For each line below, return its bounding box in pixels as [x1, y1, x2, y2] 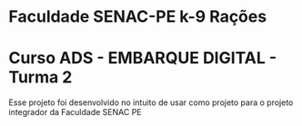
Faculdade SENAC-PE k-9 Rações [8, 6, 267, 27]
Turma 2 [8, 67, 73, 88]
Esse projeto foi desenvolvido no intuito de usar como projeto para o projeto [8, 97, 294, 108]
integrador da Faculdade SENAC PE [8, 107, 142, 118]
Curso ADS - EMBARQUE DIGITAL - [8, 48, 277, 69]
